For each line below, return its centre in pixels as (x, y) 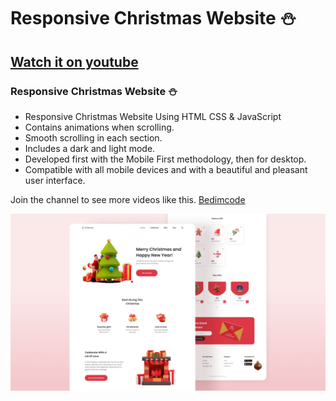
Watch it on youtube (74, 61)
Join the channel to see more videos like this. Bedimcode (128, 199)
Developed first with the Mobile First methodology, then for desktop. (165, 159)
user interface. (55, 180)
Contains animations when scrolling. (99, 127)
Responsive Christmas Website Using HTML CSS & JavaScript (153, 116)
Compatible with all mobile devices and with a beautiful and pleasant (166, 169)
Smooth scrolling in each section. (93, 137)
